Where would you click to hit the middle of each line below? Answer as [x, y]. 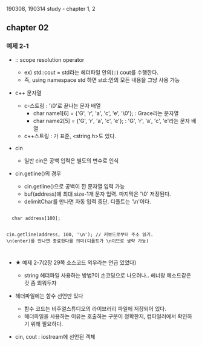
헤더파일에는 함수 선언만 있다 [49, 296]
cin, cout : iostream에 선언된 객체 [55, 337]
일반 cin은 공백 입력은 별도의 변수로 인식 [71, 161]
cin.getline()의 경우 [38, 173]
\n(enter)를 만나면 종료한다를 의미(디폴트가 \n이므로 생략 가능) [78, 241]
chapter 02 [28, 28]
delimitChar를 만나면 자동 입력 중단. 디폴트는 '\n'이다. [87, 201]
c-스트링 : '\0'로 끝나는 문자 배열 [62, 105]
